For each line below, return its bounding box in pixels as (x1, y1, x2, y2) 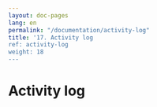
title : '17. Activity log (8, 33, 93, 42)
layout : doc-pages (8, 11, 69, 20)
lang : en (8, 19, 37, 27)
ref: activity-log (8, 41, 69, 49)
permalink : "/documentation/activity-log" (8, 26, 150, 34)
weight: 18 (8, 48, 44, 56)
